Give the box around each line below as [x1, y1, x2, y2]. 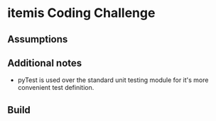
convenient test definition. [17, 83, 94, 92]
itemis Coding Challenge [7, 5, 156, 21]
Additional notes [7, 57, 82, 69]
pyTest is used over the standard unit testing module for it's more [17, 76, 209, 84]
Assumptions [7, 33, 68, 45]
